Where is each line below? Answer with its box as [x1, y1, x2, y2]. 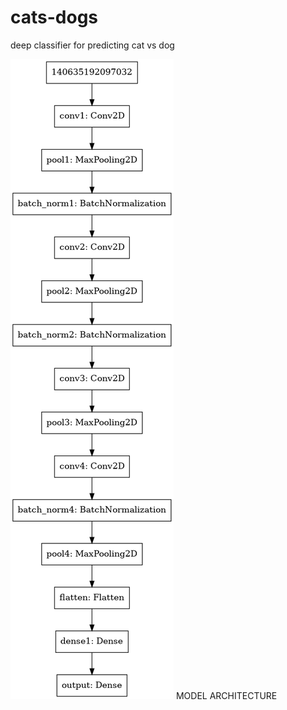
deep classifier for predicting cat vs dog [10, 39, 175, 51]
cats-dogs [10, 6, 99, 29]
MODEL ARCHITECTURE [175, 689, 278, 701]
